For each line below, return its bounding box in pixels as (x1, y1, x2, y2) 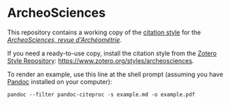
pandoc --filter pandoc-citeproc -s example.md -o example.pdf (7, 91, 196, 98)
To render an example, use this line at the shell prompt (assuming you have (7, 70, 224, 78)
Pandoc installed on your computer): (7, 77, 113, 85)
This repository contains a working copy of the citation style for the (7, 28, 201, 36)
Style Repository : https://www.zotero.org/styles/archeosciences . (7, 56, 194, 64)
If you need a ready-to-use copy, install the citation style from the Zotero (7, 49, 217, 57)
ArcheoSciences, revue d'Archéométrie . (7, 35, 122, 43)
